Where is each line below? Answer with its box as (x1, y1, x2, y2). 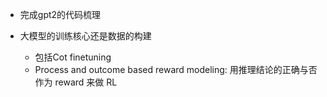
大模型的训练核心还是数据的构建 (19, 30, 152, 42)
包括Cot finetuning (34, 51, 112, 63)
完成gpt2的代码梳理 (19, 9, 102, 20)
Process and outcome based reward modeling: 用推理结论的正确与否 (34, 64, 318, 75)
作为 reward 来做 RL (34, 76, 118, 88)
